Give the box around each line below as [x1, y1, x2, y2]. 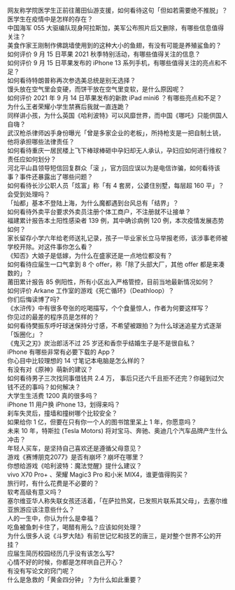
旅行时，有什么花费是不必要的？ [7, 479, 99, 487]
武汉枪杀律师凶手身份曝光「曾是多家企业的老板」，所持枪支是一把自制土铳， [7, 129, 225, 137]
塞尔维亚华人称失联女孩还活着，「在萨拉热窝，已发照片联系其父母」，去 [7, 497, 210, 505]
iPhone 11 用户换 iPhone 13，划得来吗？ [7, 400, 121, 409]
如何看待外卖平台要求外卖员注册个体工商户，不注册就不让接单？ [7, 207, 191, 216]
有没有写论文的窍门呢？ [7, 567, 75, 575]
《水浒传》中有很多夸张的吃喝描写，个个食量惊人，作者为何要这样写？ [7, 304, 210, 312]
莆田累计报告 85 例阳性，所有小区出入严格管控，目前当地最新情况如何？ [7, 277, 215, 286]
